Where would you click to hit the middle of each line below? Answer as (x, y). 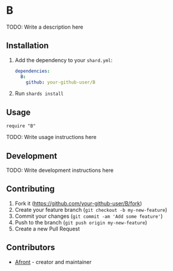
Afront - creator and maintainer (53, 262)
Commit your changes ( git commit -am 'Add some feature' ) (89, 216)
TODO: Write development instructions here (60, 170)
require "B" (21, 126)
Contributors (31, 247)
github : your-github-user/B (61, 82)
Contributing (30, 189)
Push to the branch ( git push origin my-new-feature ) (81, 222)
